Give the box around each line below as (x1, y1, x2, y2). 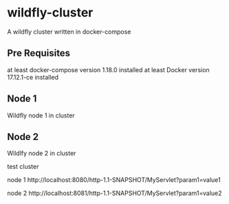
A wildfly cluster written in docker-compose (7, 27, 131, 36)
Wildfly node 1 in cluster (7, 111, 76, 120)
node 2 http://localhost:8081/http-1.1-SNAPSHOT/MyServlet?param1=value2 (7, 189, 222, 197)
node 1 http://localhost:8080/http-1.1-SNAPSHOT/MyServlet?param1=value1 (7, 176, 221, 184)
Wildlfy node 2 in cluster (7, 149, 76, 157)
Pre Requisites (7, 47, 71, 59)
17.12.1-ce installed (7, 73, 59, 81)
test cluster (7, 163, 39, 171)
